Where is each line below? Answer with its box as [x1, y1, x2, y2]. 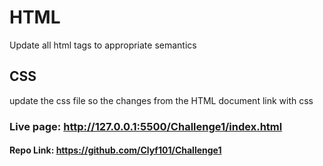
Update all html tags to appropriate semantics [9, 39, 197, 51]
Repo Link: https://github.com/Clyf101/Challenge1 [9, 144, 222, 156]
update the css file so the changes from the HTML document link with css [9, 94, 314, 106]
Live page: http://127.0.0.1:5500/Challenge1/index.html [9, 119, 283, 133]
